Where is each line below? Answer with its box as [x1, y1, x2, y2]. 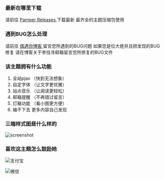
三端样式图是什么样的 [5, 120, 57, 127]
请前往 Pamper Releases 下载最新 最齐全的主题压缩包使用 [5, 17, 125, 23]
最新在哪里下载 [5, 4, 42, 11]
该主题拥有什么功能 [5, 63, 52, 70]
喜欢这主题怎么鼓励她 [5, 145, 57, 152]
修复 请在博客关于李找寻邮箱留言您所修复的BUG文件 [5, 49, 113, 55]
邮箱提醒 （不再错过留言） [12, 94, 67, 100]
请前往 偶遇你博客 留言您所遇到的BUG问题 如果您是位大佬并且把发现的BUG [5, 43, 160, 49]
